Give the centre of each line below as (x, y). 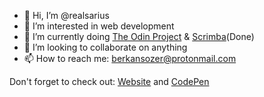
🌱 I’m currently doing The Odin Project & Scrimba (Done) (139, 36)
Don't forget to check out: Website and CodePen (109, 81)
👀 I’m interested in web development (99, 26)
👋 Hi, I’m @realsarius (66, 15)
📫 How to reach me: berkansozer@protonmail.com (130, 58)
